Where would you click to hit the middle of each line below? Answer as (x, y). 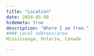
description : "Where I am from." (48, 28)
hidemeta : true (25, 22)
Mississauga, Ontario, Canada (44, 39)
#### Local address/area (37, 34)
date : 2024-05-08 (28, 17)
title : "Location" (29, 11)
